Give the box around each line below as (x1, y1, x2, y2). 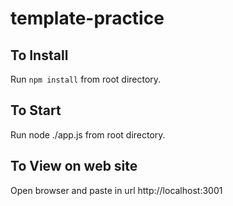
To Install (10, 47, 69, 64)
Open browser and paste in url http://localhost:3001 (10, 184, 223, 196)
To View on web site (10, 158, 138, 175)
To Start (10, 102, 62, 119)
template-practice (10, 7, 165, 30)
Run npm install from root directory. (10, 73, 162, 85)
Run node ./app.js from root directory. (10, 128, 166, 141)
